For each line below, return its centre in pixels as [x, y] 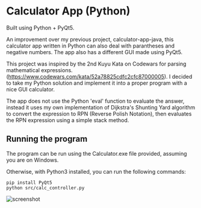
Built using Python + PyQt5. [40, 28]
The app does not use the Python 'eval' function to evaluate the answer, [95, 101]
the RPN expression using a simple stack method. [68, 120]
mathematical [23, 70]
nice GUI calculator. [31, 89]
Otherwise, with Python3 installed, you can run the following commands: [96, 171]
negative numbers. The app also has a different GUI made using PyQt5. [94, 52]
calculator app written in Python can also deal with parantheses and [91, 46]
